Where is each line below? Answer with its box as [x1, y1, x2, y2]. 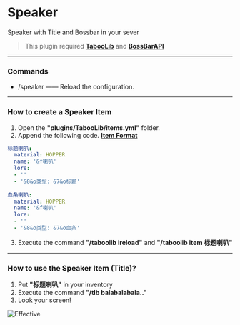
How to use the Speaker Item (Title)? [7, 263, 137, 273]
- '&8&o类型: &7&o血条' [14, 224, 81, 232]
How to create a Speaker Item [7, 107, 112, 117]
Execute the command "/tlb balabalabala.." [17, 289, 148, 297]
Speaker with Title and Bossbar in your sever [7, 28, 139, 36]
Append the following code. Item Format [17, 131, 138, 139]
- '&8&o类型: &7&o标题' [14, 178, 81, 185]
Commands [7, 66, 49, 76]
